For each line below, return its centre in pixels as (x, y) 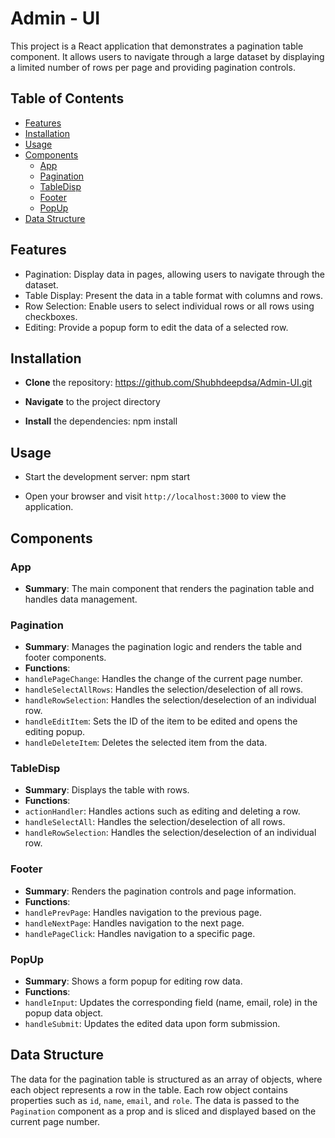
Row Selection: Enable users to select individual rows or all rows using (169, 306)
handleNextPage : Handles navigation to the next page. (134, 923)
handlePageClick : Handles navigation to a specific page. (140, 933)
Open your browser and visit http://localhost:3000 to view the (155, 496)
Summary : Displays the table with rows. (107, 790)
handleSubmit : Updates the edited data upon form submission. (152, 1024)
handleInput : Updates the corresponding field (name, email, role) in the (171, 1003)
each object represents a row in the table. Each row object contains (149, 1089)
